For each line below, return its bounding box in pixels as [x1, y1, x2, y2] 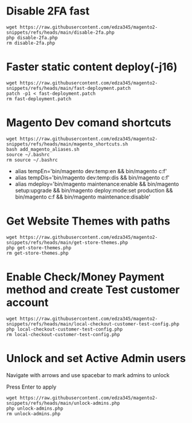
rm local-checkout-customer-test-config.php [6, 331, 120, 337]
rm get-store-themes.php [6, 250, 69, 256]
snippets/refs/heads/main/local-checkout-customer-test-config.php [6, 321, 180, 327]
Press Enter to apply [6, 383, 57, 390]
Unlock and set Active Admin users [6, 351, 186, 365]
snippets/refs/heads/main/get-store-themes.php [6, 240, 129, 246]
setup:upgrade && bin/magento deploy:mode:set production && [14, 186, 173, 194]
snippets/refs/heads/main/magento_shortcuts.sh [6, 141, 129, 147]
